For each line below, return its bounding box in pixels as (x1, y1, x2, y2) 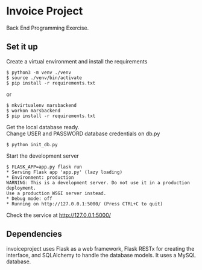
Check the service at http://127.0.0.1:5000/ (6, 211, 112, 219)
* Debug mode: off (6, 195, 52, 202)
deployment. (6, 185, 36, 191)
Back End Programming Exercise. (6, 24, 89, 31)
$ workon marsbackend (6, 108, 61, 114)
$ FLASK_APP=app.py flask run (6, 164, 83, 170)
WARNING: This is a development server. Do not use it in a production (6, 179, 190, 185)
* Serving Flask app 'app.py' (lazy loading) (6, 169, 122, 175)
